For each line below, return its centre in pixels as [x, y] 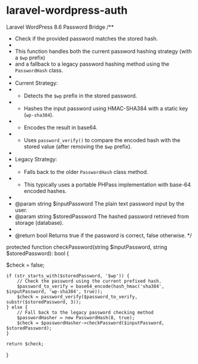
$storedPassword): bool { [38, 253]
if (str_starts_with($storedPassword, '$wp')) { [68, 276]
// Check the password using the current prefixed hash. [89, 281]
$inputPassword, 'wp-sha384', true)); [54, 291]
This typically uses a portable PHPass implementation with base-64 [107, 184]
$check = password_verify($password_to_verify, [77, 296]
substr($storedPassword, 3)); [44, 302]
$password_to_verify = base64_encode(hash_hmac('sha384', [91, 286]
